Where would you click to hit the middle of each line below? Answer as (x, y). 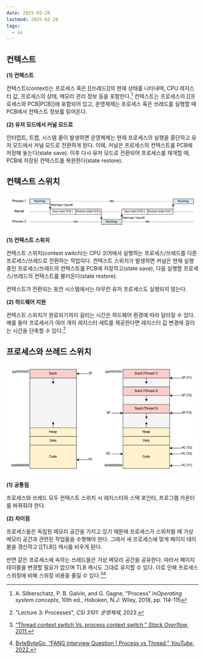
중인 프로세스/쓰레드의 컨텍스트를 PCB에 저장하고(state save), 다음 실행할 (94, 268)
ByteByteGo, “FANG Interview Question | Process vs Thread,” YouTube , (105, 643)
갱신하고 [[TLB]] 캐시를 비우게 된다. (60, 546)
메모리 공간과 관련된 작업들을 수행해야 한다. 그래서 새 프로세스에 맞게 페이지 (96, 539)
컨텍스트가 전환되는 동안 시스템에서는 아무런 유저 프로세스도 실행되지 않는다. (97, 289)
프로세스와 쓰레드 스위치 (49, 352)
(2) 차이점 (18, 518)
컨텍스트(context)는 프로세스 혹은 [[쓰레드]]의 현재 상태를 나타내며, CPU (92, 88)
